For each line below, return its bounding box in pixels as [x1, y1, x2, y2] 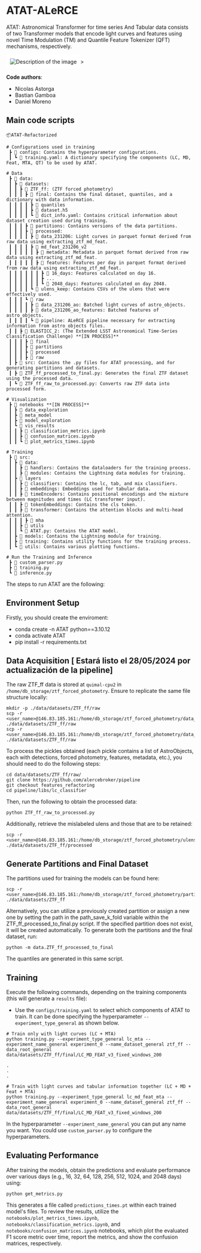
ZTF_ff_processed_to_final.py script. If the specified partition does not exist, [6, 920, 193, 927]
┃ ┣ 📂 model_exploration [8, 417, 71, 424]
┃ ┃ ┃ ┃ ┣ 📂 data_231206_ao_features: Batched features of [8, 307, 160, 313]
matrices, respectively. [6, 1239, 62, 1247]
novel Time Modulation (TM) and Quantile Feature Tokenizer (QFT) [6, 36, 170, 43]
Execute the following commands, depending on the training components [6, 989, 187, 995]
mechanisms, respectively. [6, 43, 72, 50]
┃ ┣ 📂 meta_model [8, 412, 52, 418]
